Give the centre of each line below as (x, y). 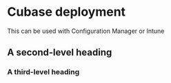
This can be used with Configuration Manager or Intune (86, 31)
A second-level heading (60, 52)
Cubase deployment (67, 12)
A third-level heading (43, 72)
